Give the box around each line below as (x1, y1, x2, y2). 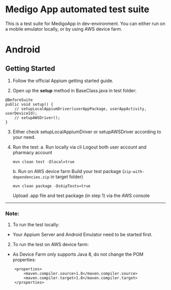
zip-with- (124, 169, 145, 174)
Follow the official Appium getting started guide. (12, 78, 113, 84)
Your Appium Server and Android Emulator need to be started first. (12, 231, 153, 238)
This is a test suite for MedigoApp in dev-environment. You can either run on (5, 20, 165, 27)
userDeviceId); (5, 111, 38, 116)
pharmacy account (12, 149, 52, 155)
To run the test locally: (12, 222, 60, 228)
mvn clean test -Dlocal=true (12, 159, 75, 164)
